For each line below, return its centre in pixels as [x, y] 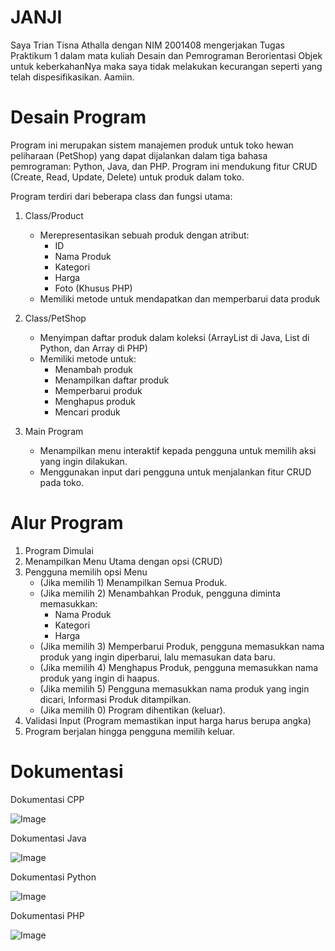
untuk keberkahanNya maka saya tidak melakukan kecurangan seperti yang [166, 66]
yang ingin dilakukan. [83, 461]
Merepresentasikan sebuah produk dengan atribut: [144, 235]
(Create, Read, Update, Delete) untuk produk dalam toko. [127, 177]
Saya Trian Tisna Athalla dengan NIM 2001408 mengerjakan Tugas [147, 45]
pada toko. [62, 482]
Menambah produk [93, 369]
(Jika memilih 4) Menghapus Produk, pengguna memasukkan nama [179, 667]
